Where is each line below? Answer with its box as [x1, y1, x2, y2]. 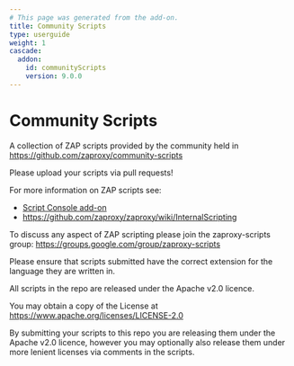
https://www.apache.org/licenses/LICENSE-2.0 [9, 309, 184, 320]
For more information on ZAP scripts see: [9, 184, 162, 195]
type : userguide [9, 30, 70, 39]
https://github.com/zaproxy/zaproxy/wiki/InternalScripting [22, 211, 237, 222]
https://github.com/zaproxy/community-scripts [9, 149, 183, 160]
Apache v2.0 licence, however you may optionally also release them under [9, 336, 286, 347]
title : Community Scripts [9, 22, 106, 31]
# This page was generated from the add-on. [9, 13, 179, 22]
